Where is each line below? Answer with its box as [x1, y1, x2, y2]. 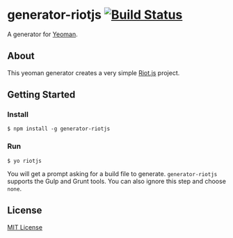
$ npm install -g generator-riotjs [7, 125, 111, 132]
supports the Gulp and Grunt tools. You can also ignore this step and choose [7, 177, 226, 185]
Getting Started [7, 89, 76, 101]
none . [7, 184, 22, 193]
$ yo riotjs [7, 157, 42, 164]
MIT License [7, 223, 43, 231]
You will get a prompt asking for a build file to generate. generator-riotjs [7, 169, 218, 177]
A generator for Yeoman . [7, 30, 78, 38]
